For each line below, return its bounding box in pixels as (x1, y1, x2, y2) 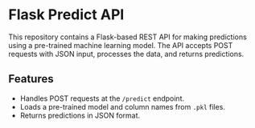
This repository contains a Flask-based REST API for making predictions (8, 32, 247, 42)
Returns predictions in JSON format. (19, 110, 141, 120)
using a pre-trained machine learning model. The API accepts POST (8, 40, 233, 50)
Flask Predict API (8, 6, 125, 24)
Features (8, 72, 54, 86)
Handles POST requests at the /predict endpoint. (19, 94, 185, 103)
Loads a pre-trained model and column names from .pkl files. (19, 102, 225, 111)
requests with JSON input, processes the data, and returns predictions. (8, 49, 245, 58)
